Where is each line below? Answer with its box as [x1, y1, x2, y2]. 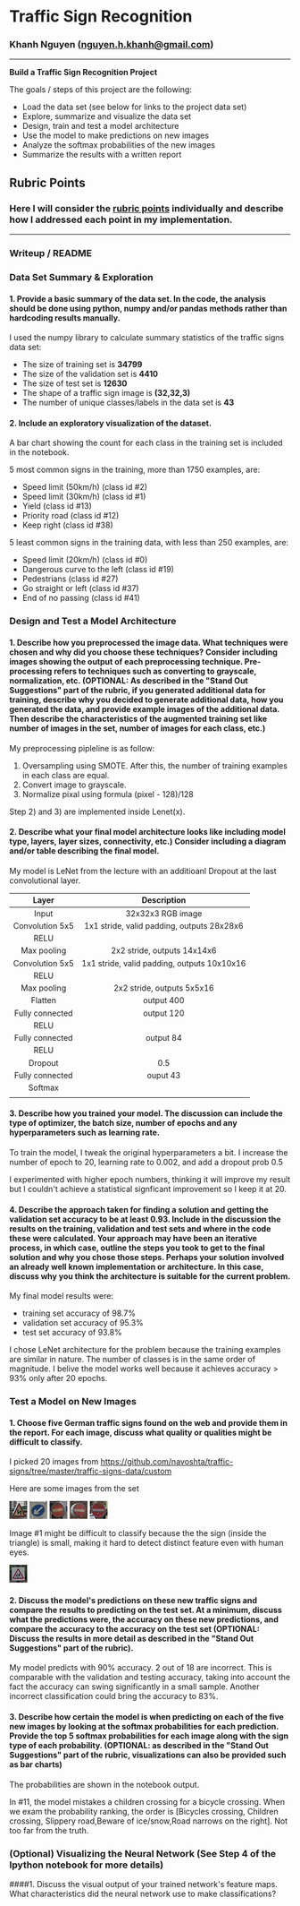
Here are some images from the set [9, 1483, 140, 1494]
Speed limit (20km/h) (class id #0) [21, 554, 148, 565]
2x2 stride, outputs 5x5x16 [112, 983, 214, 993]
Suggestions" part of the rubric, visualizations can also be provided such [9, 1749, 287, 1761]
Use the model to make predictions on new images [21, 130, 210, 141]
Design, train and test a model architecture [21, 121, 179, 132]
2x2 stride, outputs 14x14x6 [111, 945, 217, 956]
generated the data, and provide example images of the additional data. [9, 703, 279, 714]
